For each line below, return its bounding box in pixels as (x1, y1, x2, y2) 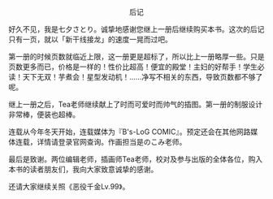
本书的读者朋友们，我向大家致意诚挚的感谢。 (8, 165, 158, 174)
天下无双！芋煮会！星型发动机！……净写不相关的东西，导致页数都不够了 (22, 72, 263, 81)
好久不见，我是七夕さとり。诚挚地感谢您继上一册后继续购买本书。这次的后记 (8, 24, 265, 34)
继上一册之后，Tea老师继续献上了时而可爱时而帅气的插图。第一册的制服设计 (8, 100, 263, 109)
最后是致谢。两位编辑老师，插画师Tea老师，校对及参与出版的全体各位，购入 (8, 154, 263, 164)
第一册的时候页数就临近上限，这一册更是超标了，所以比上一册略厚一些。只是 (8, 52, 265, 61)
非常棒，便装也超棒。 (8, 110, 80, 119)
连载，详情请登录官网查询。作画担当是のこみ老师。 (15, 137, 187, 146)
